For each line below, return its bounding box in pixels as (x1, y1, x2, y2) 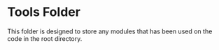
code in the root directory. (7, 34, 83, 42)
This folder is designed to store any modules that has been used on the (7, 27, 213, 35)
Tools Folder (7, 4, 80, 20)
